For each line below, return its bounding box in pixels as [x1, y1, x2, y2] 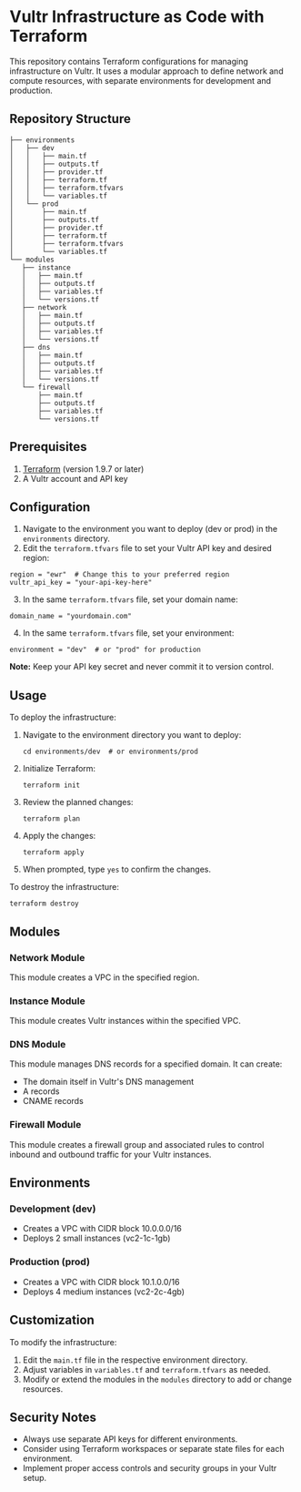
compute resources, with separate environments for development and [9, 75, 271, 86]
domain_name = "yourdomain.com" [9, 612, 132, 621]
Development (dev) [9, 1202, 96, 1215]
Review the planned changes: [22, 797, 134, 808]
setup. [22, 1473, 47, 1484]
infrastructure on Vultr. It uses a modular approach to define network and [9, 66, 284, 77]
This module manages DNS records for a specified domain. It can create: [9, 1058, 283, 1069]
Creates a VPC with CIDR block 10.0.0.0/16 [22, 1223, 182, 1234]
